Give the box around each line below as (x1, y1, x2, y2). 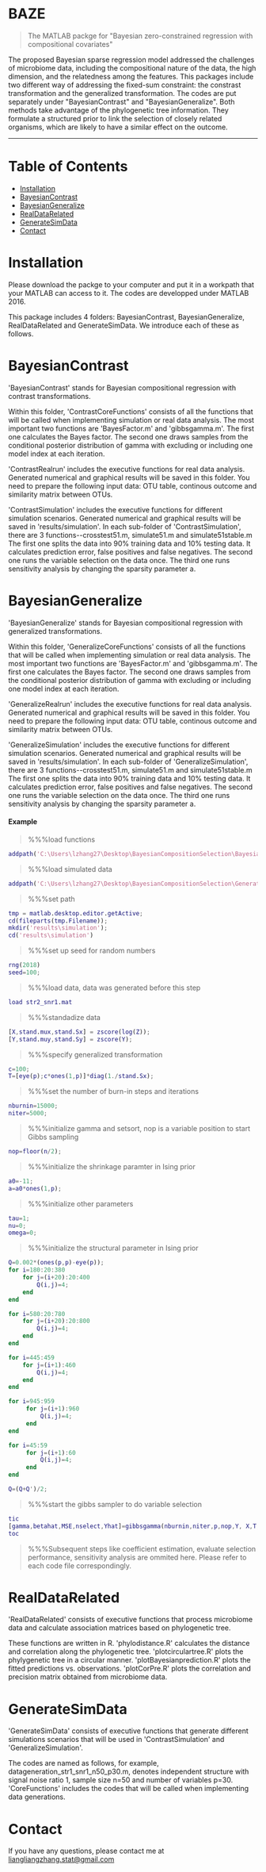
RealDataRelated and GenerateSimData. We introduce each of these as (8, 320, 240, 330)
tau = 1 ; (8, 1214, 30, 1222)
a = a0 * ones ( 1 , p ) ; (8, 1184, 62, 1192)
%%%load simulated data (27, 864, 112, 873)
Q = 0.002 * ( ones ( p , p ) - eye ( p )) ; (8, 1259, 104, 1267)
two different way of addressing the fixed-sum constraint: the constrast (8, 80, 241, 90)
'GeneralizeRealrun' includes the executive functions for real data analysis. (8, 699, 252, 708)
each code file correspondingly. (27, 1560, 132, 1571)
